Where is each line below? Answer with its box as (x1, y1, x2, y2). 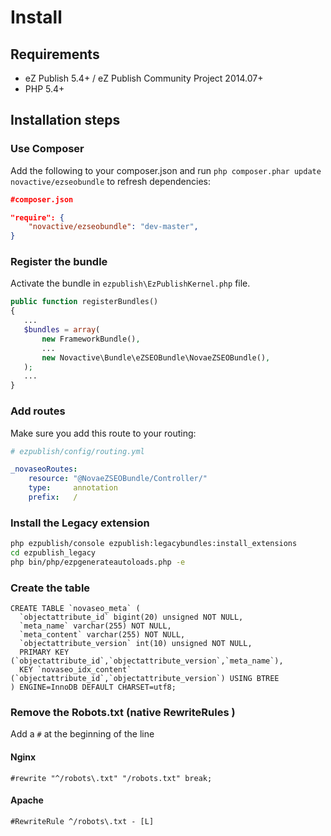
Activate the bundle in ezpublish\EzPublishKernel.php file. (10, 277, 251, 290)
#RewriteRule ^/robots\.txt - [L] (10, 816, 155, 826)
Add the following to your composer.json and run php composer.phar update (10, 164, 322, 176)
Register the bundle (10, 255, 108, 269)
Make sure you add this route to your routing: (10, 427, 197, 439)
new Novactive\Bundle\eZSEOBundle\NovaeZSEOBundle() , (41, 352, 271, 363)
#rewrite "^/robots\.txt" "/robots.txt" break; (10, 773, 213, 783)
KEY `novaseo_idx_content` (19, 665, 132, 675)
